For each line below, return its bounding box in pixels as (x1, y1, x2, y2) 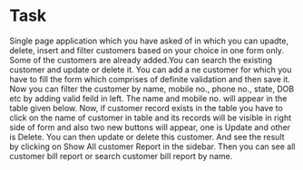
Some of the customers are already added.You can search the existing (9, 54, 273, 65)
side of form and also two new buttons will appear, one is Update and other (9, 121, 291, 132)
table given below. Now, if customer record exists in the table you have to (9, 102, 283, 113)
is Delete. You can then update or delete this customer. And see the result (9, 131, 285, 142)
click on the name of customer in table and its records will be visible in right (9, 112, 292, 123)
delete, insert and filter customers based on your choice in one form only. (9, 44, 284, 55)
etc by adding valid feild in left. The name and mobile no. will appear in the (9, 92, 288, 104)
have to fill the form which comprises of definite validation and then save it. (9, 73, 290, 84)
